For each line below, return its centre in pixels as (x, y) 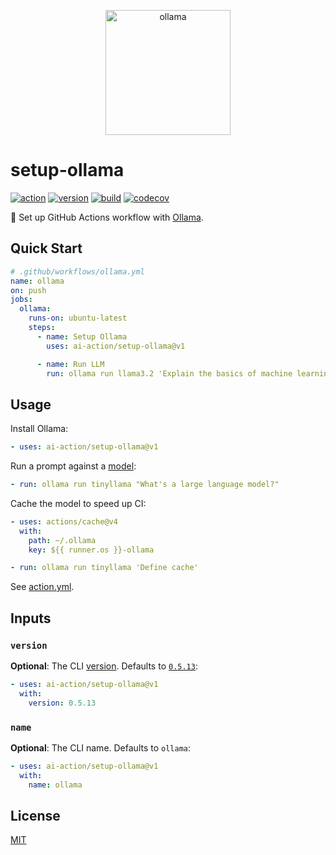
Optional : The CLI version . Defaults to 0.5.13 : (104, 666)
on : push (28, 290)
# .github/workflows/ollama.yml (77, 271)
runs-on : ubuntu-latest (78, 318)
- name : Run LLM (70, 364)
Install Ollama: (39, 429)
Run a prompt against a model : (73, 466)
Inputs (31, 618)
